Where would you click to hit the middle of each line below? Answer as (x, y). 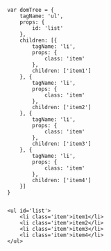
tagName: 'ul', (42, 16)
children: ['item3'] (62, 144)
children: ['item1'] (62, 71)
